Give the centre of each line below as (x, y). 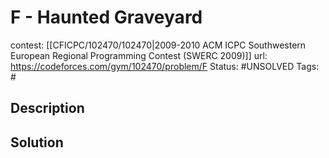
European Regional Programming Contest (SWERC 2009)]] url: (139, 55)
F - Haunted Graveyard (106, 17)
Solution (37, 142)
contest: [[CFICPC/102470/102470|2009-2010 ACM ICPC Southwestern (158, 45)
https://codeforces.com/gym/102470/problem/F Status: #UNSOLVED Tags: (165, 66)
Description (47, 108)
